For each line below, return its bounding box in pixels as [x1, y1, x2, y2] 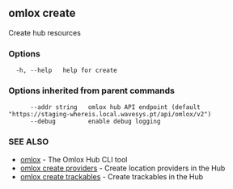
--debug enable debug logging [29, 117, 161, 126]
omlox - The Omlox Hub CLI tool [19, 154, 128, 164]
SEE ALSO [8, 136, 49, 148]
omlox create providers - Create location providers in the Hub [19, 163, 226, 173]
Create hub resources [8, 27, 81, 37]
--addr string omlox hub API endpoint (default [29, 103, 201, 111]
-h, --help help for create [15, 66, 117, 75]
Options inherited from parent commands [8, 85, 176, 96]
